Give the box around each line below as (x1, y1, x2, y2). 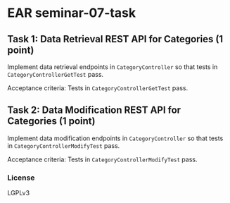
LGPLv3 (7, 189, 30, 197)
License (7, 173, 35, 183)
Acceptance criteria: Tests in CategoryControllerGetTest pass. (7, 84, 189, 92)
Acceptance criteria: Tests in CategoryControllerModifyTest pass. (7, 155, 198, 164)
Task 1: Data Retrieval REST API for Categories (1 (7, 33, 224, 45)
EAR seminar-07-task (7, 5, 136, 21)
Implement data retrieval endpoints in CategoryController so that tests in (7, 63, 218, 71)
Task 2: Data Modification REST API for (7, 104, 181, 116)
